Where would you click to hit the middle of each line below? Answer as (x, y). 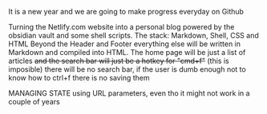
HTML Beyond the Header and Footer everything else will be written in (125, 44)
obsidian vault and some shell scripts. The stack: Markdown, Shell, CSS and (133, 35)
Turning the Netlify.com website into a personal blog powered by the (121, 27)
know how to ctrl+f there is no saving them (79, 78)
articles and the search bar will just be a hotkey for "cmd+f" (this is (119, 61)
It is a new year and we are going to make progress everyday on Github (126, 12)
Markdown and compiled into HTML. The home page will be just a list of (127, 52)
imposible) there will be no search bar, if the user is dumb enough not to (127, 69)
